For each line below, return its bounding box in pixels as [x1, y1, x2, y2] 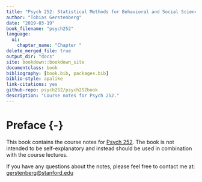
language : [6, 31, 31, 37]
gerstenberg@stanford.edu [6, 169, 74, 176]
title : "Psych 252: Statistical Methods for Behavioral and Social [6, 8, 179, 15]
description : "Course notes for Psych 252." [6, 93, 120, 99]
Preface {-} [6, 118, 64, 132]
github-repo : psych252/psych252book [6, 87, 98, 93]
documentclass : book [6, 64, 58, 71]
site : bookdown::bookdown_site [6, 59, 85, 65]
